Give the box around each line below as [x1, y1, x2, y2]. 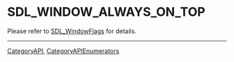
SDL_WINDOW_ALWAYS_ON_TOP [7, 4, 205, 20]
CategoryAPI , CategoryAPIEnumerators [7, 46, 120, 55]
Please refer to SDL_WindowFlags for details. [7, 27, 137, 35]
